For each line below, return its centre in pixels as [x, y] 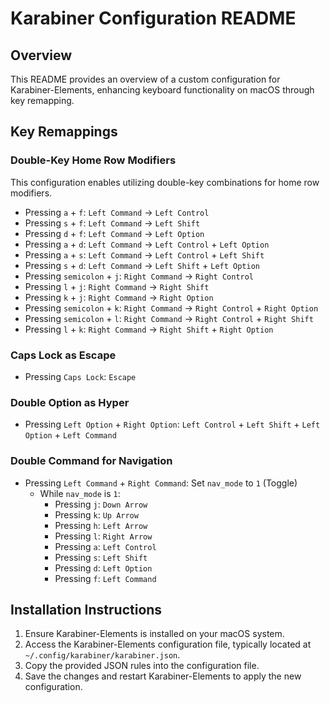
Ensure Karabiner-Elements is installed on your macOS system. [154, 634]
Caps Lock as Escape [63, 355]
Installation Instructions [86, 609]
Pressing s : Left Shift [101, 557]
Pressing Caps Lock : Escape [80, 376]
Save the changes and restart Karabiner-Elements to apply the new [163, 676]
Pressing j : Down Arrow [101, 504]
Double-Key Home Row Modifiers [93, 160]
